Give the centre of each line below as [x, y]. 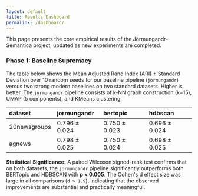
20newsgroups [30, 127]
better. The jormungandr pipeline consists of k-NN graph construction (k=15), [99, 92]
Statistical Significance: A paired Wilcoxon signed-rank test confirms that [96, 162]
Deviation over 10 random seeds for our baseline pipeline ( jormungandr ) [92, 79]
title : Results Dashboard [38, 17]
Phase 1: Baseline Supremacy [49, 61]
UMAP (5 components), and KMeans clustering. [64, 98]
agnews [20, 144]
